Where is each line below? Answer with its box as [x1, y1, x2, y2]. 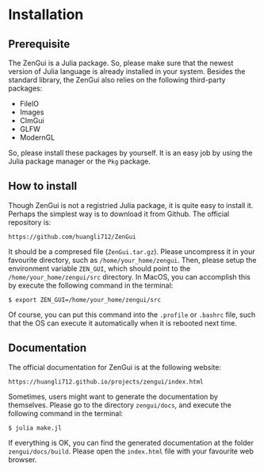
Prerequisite [8, 37, 71, 51]
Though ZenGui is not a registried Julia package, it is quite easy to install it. [8, 200, 254, 210]
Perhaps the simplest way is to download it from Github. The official [8, 209, 230, 218]
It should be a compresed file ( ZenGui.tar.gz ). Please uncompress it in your [8, 246, 255, 256]
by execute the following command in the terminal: [8, 280, 174, 290]
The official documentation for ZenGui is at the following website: [8, 362, 222, 372]
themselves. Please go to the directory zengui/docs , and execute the [8, 400, 231, 410]
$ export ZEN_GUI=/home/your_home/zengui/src [8, 295, 161, 303]
